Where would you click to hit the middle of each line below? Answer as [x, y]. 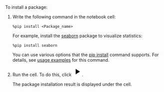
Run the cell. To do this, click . [48, 75]
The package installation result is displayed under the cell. [72, 84]
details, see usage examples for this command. [61, 60]
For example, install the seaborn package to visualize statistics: [77, 36]
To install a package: [26, 7]
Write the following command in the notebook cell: [64, 17]
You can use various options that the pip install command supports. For [85, 55]
